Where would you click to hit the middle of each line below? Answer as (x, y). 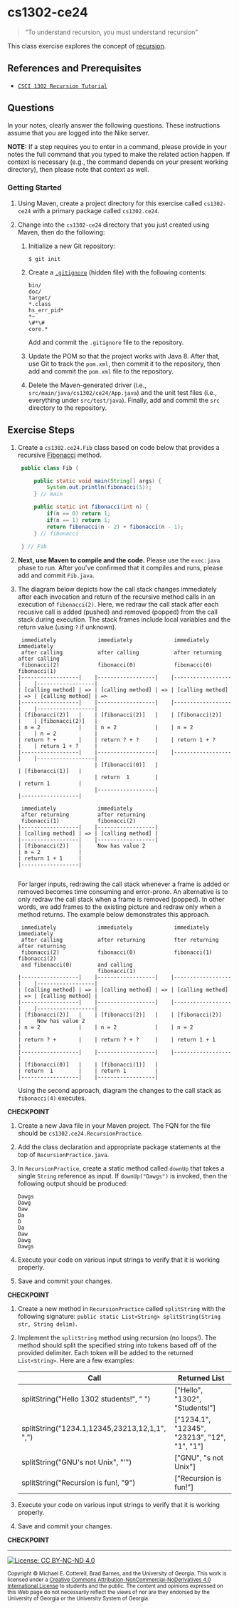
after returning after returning (83, 815)
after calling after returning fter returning (120, 940)
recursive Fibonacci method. (59, 455)
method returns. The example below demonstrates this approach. (113, 915)
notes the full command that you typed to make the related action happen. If (119, 154)
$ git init (44, 259)
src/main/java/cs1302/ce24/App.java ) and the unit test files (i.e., (122, 392)
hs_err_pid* (46, 310)
